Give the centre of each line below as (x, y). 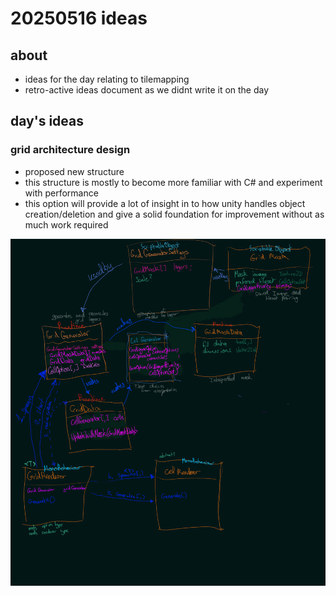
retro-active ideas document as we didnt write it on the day (147, 90)
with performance (61, 193)
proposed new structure (74, 171)
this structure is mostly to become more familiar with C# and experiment (173, 182)
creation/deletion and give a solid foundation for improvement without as (174, 214)
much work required (66, 224)
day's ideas (47, 121)
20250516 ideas (79, 18)
